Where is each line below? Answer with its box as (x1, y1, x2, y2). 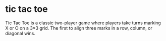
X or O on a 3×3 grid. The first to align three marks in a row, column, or (5, 25, 152, 31)
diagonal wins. (5, 30, 35, 36)
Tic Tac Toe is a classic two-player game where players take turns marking (5, 20, 161, 26)
